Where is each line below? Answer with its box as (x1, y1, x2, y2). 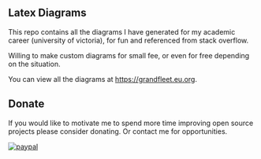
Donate (8, 98, 45, 111)
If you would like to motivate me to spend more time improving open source (8, 118, 254, 128)
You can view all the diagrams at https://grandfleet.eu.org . (8, 74, 197, 83)
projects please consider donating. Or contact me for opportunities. (8, 126, 228, 136)
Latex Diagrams (8, 6, 87, 20)
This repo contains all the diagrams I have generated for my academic (8, 27, 236, 36)
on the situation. (8, 59, 61, 68)
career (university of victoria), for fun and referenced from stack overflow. (8, 35, 249, 45)
